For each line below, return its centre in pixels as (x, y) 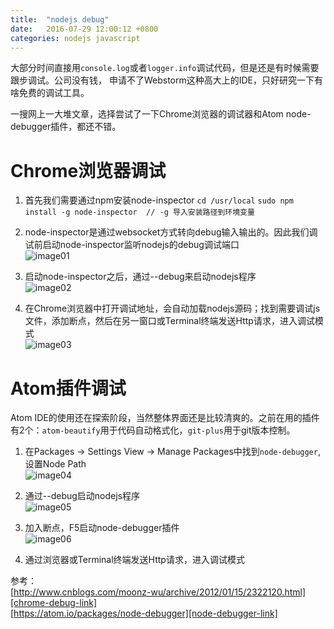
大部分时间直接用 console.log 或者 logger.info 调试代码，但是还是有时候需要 (165, 68)
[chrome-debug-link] (54, 603)
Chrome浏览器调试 (88, 170)
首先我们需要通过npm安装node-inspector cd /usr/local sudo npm (159, 200)
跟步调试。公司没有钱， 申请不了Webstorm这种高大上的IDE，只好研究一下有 (167, 80)
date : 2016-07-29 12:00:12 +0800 (84, 29)
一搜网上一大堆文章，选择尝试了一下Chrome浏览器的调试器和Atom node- (161, 114)
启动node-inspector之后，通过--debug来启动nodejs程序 (140, 277)
